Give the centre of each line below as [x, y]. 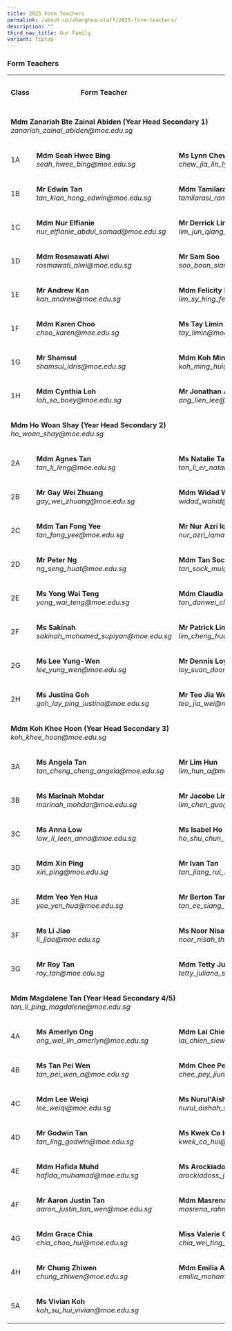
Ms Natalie [197, 459]
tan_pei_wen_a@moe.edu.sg [83, 1074]
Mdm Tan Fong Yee [69, 526]
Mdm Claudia [201, 594]
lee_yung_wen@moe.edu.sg [81, 670]
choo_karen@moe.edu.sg [78, 333]
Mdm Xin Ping [60, 864]
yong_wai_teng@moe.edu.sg [83, 602]
